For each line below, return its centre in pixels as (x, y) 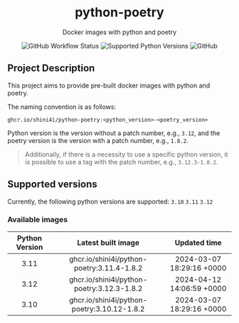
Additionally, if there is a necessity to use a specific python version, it (126, 154)
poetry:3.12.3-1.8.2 (108, 288)
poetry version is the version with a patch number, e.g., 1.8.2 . (98, 140)
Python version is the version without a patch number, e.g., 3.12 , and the (114, 133)
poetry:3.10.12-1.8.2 (108, 309)
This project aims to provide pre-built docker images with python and (109, 85)
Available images (38, 220)
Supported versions (52, 185)
